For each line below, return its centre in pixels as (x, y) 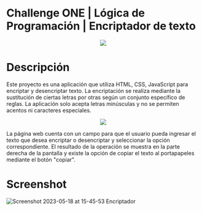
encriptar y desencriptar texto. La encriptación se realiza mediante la (94, 91)
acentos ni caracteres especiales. (49, 110)
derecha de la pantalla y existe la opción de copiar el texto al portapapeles (100, 153)
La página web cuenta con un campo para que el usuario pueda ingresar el (101, 133)
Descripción (38, 68)
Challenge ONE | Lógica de (76, 13)
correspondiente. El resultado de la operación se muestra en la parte (93, 146)
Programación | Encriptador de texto (101, 26)
